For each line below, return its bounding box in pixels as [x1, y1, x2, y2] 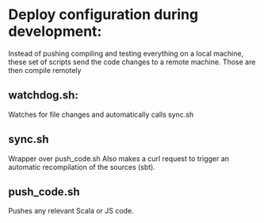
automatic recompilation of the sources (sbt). [8, 162, 156, 171]
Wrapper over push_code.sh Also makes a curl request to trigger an [8, 153, 230, 163]
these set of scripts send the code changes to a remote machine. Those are [8, 57, 256, 67]
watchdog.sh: [8, 89, 79, 102]
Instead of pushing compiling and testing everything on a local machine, [8, 48, 244, 58]
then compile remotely [8, 65, 82, 75]
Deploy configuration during [8, 6, 199, 24]
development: [8, 22, 102, 40]
